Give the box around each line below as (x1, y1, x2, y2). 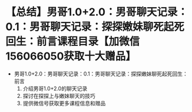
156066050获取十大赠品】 (5, 50, 137, 63)
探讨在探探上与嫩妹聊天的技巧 (22, 92, 95, 99)
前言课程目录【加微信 (37, 35, 140, 48)
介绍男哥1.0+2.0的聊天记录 (22, 85, 88, 92)
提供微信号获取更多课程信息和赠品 (22, 100, 106, 107)
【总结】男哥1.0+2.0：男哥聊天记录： (5, 5, 188, 19)
